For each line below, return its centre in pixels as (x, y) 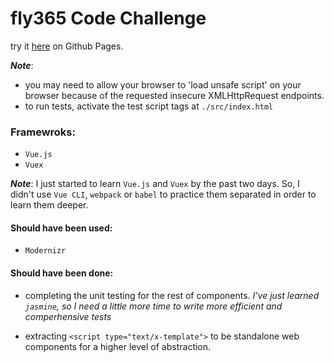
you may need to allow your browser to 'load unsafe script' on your (163, 84)
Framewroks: (43, 132)
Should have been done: (62, 273)
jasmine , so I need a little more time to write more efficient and (153, 306)
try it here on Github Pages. (67, 46)
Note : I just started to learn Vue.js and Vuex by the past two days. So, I (155, 184)
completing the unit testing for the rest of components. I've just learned (172, 295)
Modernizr (45, 251)
